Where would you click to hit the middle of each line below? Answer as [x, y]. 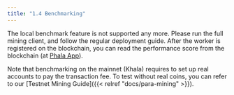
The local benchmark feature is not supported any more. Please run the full [115, 33]
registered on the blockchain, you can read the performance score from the [116, 48]
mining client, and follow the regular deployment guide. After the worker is [114, 41]
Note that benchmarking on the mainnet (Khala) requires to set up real [108, 69]
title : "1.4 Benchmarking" [46, 14]
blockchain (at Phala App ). [45, 55]
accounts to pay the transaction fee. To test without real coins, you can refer [117, 76]
